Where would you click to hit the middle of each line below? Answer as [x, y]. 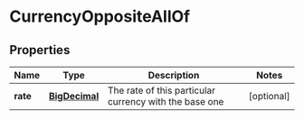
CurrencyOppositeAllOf [100, 17]
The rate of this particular [161, 90]
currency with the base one [166, 102]
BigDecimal [74, 96]
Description [174, 75]
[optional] [269, 96]
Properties [40, 50]
